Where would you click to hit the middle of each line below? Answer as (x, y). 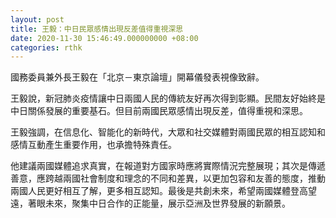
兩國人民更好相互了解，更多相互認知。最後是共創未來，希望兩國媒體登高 (159, 191)
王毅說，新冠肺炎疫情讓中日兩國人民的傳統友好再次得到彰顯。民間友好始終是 (168, 98)
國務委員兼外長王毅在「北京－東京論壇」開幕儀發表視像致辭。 (137, 77)
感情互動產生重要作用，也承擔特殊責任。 (93, 145)
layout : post (37, 19)
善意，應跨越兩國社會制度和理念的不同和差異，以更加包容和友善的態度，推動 (168, 178)
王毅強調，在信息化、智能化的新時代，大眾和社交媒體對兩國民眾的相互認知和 (168, 132)
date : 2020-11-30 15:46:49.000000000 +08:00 (104, 38)
